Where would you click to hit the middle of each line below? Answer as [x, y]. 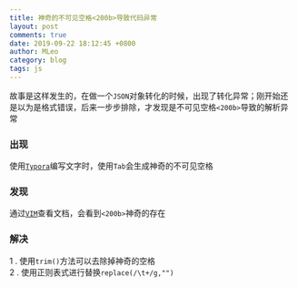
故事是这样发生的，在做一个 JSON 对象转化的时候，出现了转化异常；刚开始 [145, 96]
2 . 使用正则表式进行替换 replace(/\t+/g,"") [92, 272]
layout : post [34, 26]
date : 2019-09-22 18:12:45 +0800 [73, 43]
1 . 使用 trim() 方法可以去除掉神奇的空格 [83, 261]
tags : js [26, 69]
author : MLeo [34, 52]
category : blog [38, 60]
